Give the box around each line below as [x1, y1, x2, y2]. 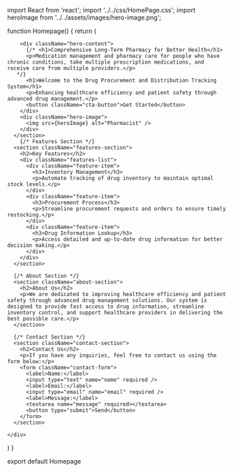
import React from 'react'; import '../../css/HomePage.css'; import [7, 6, 196, 14]
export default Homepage [7, 457, 82, 465]
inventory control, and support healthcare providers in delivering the [7, 309, 223, 316]
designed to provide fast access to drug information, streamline [7, 303, 204, 310]
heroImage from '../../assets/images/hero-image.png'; [7, 13, 162, 22]
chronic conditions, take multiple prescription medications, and [7, 59, 204, 66]
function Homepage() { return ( [7, 27, 96, 35]
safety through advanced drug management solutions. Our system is [7, 297, 208, 304]
